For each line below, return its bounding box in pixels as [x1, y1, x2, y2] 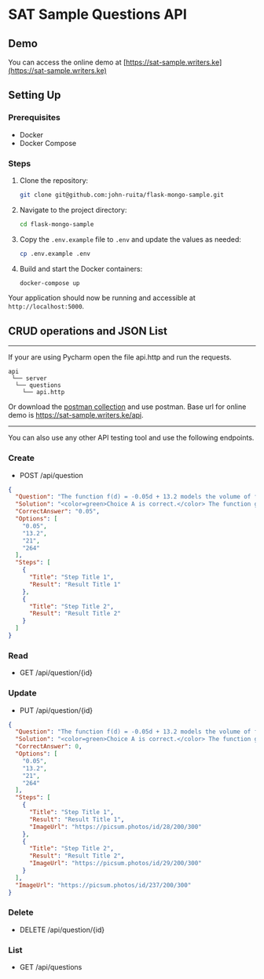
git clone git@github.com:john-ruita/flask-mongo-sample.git [19, 191, 225, 199]
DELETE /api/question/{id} [19, 925, 104, 934]
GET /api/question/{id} [19, 668, 93, 678]
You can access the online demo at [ [8, 57, 126, 67]
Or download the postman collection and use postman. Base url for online [8, 402, 247, 411]
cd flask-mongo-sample [19, 220, 94, 228]
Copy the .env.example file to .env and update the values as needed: [19, 234, 242, 244]
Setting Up [8, 89, 61, 102]
